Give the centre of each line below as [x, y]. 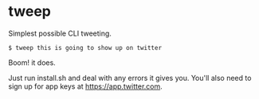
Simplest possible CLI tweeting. [60, 33]
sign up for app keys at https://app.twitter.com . [86, 86]
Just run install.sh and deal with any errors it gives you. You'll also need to [130, 78]
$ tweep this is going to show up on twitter [85, 48]
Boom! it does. [32, 63]
